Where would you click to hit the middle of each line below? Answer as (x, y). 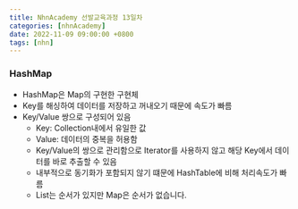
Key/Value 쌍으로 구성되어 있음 (77, 116)
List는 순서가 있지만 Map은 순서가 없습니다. (111, 195)
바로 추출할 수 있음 (85, 161)
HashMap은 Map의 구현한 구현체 (80, 94)
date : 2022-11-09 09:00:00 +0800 (72, 34)
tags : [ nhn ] (31, 42)
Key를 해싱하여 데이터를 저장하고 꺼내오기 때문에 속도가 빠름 (127, 105)
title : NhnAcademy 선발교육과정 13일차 (76, 17)
